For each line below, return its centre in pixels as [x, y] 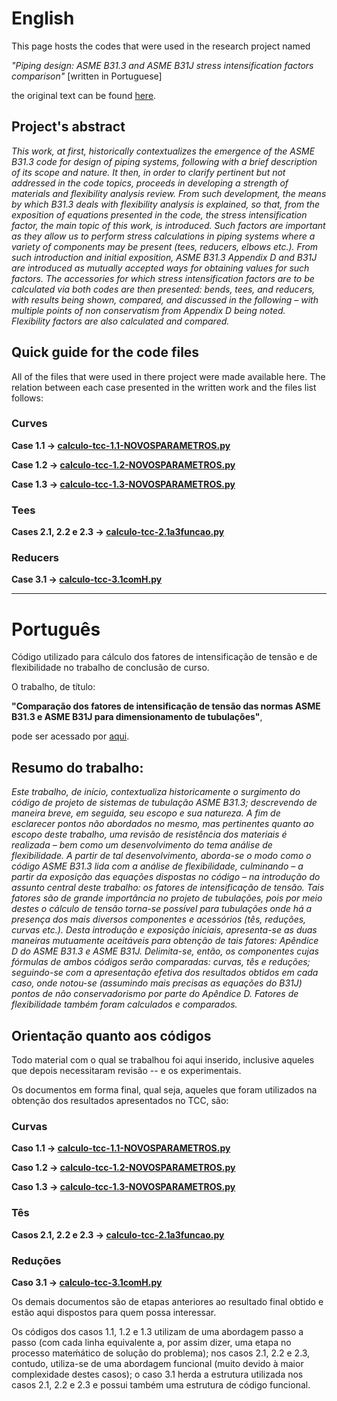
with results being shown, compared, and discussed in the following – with [165, 299]
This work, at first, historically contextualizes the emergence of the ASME [163, 151]
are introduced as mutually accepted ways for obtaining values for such [160, 268]
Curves [29, 424]
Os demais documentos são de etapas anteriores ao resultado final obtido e [167, 1301]
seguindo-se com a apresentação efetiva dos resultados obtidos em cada [165, 973]
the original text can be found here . [84, 95]
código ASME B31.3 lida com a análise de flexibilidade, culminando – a [157, 866]
